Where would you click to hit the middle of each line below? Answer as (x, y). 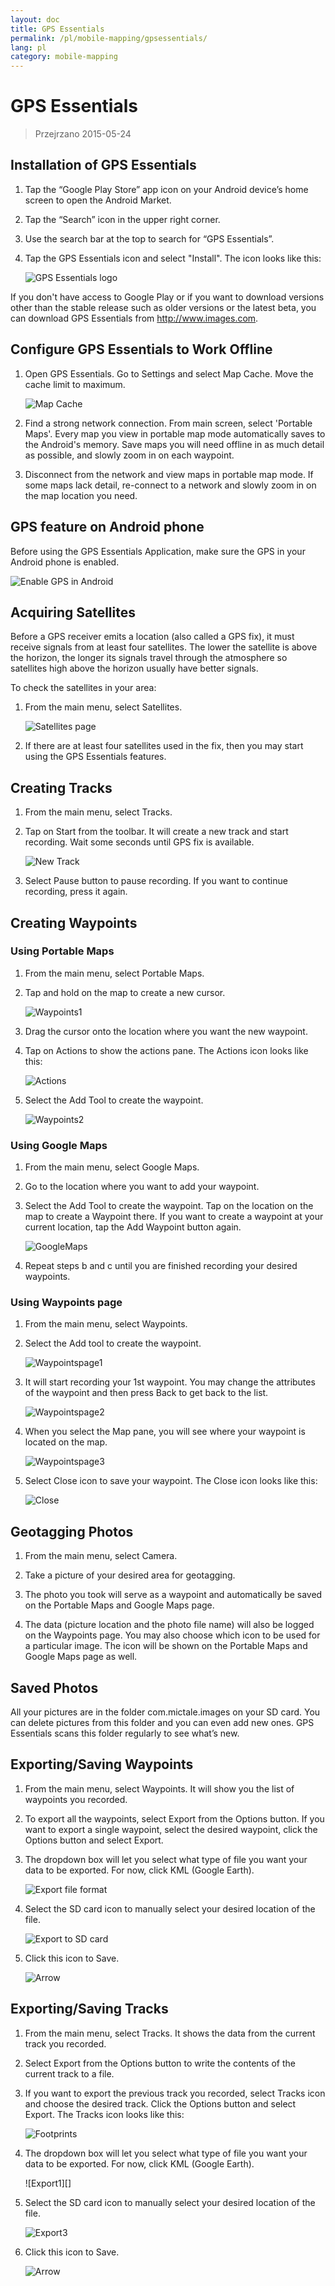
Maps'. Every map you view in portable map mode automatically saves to (175, 433)
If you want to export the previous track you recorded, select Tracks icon (175, 2093)
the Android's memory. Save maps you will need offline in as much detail (174, 444)
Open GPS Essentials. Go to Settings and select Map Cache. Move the (169, 373)
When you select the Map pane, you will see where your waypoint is (165, 1432)
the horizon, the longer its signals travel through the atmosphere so (149, 658)
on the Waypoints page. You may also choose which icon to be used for (172, 1635)
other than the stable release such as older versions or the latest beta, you (163, 307)
